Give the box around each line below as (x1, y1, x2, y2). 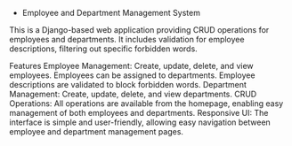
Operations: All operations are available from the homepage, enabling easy (9, 98, 284, 109)
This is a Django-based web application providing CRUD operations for (9, 25, 270, 35)
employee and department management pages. (9, 127, 184, 136)
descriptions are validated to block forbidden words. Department (9, 80, 247, 89)
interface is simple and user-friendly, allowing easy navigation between (9, 117, 272, 127)
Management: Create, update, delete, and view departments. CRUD (9, 88, 257, 99)
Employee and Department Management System (21, 8, 200, 18)
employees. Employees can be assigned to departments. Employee (9, 70, 255, 81)
